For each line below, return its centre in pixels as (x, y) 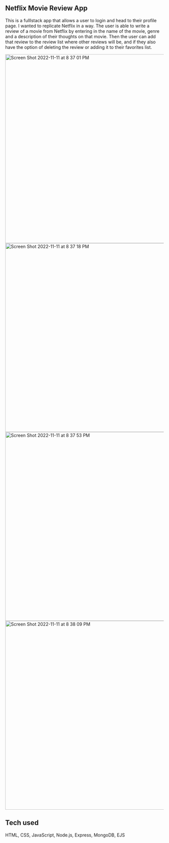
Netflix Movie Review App (47, 8)
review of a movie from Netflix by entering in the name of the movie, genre (82, 31)
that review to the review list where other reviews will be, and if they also (80, 42)
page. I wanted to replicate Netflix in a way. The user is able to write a (77, 26)
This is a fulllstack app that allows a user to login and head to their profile (81, 20)
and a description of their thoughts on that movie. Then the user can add (80, 36)
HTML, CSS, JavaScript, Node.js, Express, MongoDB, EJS (65, 835)
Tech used (22, 823)
